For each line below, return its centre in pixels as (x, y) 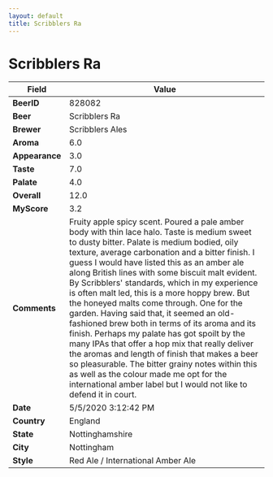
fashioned (88, 323)
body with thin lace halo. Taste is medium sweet (160, 232)
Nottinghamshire (101, 434)
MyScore (30, 209)
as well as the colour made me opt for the (148, 375)
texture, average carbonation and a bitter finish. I (162, 253)
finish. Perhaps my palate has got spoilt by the (157, 334)
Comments (35, 308)
